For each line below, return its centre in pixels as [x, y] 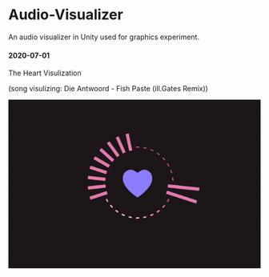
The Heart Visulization [45, 73]
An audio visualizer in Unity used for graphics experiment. [104, 37]
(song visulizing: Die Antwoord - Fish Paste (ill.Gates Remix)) [108, 89]
